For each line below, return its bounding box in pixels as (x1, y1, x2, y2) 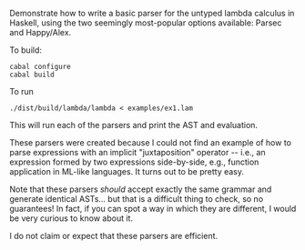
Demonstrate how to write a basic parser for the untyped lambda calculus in (9, 8, 295, 18)
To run (9, 86, 35, 96)
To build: (9, 45, 43, 55)
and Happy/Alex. (9, 27, 72, 37)
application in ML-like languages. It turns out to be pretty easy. (9, 166, 244, 176)
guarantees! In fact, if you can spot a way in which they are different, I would (9, 204, 297, 214)
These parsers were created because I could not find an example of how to (9, 137, 291, 148)
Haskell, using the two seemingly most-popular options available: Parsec (9, 17, 282, 28)
